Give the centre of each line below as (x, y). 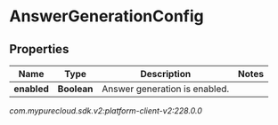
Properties (39, 49)
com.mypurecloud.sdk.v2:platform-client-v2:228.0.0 (106, 111)
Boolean (75, 89)
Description (166, 74)
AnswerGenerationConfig (107, 16)
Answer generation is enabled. (166, 89)
